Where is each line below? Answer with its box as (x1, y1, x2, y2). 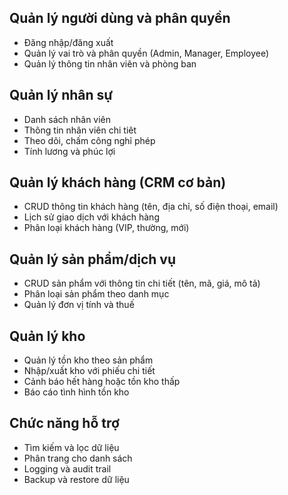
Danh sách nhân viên (23, 113, 112, 125)
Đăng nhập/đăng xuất (23, 36, 114, 48)
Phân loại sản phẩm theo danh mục (23, 288, 170, 300)
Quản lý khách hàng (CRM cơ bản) (9, 174, 227, 191)
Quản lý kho (9, 327, 86, 345)
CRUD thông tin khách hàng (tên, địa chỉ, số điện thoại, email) (23, 201, 279, 213)
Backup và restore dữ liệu (23, 473, 130, 485)
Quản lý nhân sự (9, 87, 114, 104)
